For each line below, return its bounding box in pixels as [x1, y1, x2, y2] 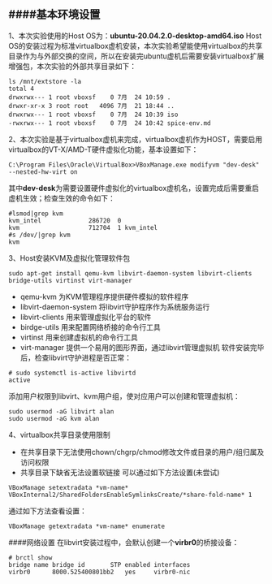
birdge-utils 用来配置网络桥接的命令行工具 [19, 322, 161, 331]
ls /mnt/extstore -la [8, 77, 82, 85]
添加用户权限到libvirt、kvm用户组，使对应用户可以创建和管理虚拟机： [8, 391, 241, 400]
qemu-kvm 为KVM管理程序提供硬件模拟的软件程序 [19, 292, 189, 301]
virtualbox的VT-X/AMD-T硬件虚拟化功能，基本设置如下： [8, 145, 199, 154]
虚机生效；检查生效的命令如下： [8, 193, 115, 203]
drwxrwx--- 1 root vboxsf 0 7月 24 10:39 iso [8, 110, 179, 119]
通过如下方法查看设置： [8, 506, 87, 516]
